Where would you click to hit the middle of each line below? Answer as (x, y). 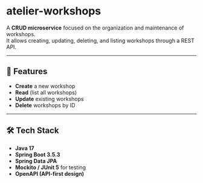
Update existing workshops (49, 99)
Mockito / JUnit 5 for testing (50, 167)
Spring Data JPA (36, 161)
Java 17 (24, 148)
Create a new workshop (45, 86)
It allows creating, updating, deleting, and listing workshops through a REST (101, 40)
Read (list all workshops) (46, 92)
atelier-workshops (54, 11)
